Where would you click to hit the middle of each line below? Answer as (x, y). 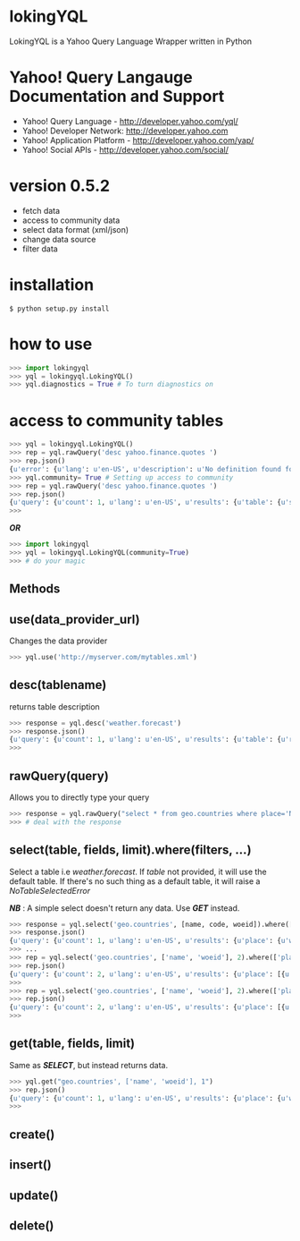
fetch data (41, 210)
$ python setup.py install (59, 309)
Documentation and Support (117, 97)
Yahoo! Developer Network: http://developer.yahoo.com (125, 131)
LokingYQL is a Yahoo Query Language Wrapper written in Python (131, 41)
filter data (40, 249)
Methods (35, 589)
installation (52, 285)
